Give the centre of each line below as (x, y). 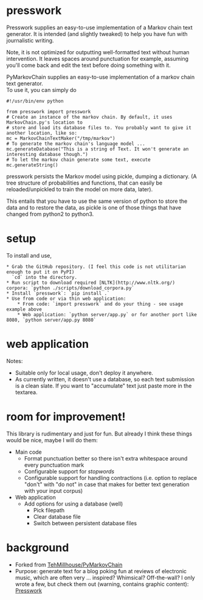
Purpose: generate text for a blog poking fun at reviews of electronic (101, 571)
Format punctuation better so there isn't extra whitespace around (106, 458)
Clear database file (57, 517)
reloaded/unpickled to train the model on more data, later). (80, 189)
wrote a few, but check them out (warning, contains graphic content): (102, 584)
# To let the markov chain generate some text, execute (78, 160)
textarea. (26, 392)
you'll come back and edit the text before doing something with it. (89, 65)
